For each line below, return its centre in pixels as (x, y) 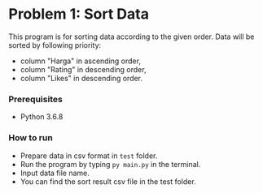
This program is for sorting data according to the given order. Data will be (131, 36)
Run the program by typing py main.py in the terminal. (110, 164)
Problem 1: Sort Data (79, 14)
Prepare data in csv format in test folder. (89, 156)
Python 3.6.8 (42, 117)
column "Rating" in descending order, (83, 69)
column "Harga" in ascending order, (80, 61)
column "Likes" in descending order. (81, 78)
